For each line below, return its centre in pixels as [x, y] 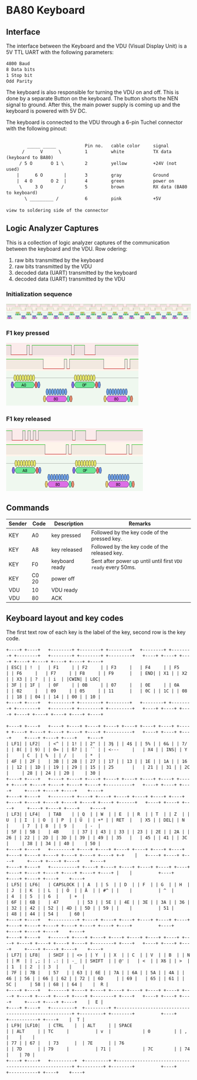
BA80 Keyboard [46, 10]
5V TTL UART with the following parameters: [60, 52]
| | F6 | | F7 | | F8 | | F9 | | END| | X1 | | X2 [97, 674]
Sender [18, 524]
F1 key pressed [28, 333]
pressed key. [107, 538]
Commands [28, 508]
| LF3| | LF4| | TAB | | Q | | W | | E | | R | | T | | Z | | [98, 814]
